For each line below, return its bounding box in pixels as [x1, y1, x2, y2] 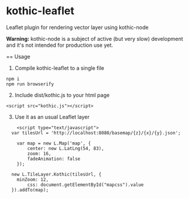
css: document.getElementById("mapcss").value [27, 182, 144, 188]
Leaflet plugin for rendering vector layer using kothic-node [6, 24, 149, 31]
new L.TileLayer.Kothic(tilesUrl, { [11, 171, 102, 177]
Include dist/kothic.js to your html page [14, 91, 110, 98]
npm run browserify [6, 81, 54, 87]
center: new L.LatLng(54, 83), [27, 145, 105, 152]
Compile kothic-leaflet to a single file [14, 64, 105, 72]
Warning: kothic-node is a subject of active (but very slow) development [6, 35, 183, 42]
